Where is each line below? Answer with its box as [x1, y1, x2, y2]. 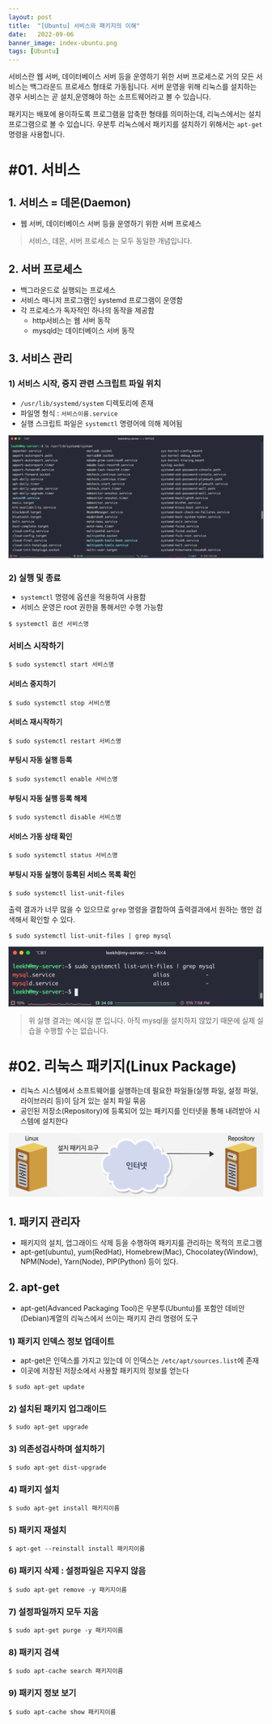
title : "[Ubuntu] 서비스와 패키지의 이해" [8, 21, 140, 30]
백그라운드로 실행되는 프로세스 [19, 285, 116, 295]
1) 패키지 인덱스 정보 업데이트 [8, 1335, 115, 1347]
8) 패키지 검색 [8, 1646, 59, 1657]
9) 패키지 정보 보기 [8, 1687, 77, 1699]
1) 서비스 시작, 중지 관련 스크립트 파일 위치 [8, 378, 162, 390]
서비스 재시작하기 [8, 717, 63, 726]
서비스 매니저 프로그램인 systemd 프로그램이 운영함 [19, 295, 184, 304]
